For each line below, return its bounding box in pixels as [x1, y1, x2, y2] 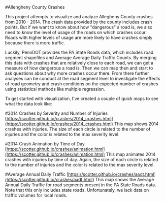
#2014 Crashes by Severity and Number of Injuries [5, 110, 108, 116]
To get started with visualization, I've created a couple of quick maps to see [5, 96, 159, 101]
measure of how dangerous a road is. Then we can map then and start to [5, 65, 153, 71]
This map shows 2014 [114, 121, 159, 127]
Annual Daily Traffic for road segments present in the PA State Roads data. [5, 182, 157, 188]
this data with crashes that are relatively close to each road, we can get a [5, 60, 154, 66]
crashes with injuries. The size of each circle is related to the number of [5, 126, 151, 132]
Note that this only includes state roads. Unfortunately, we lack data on [5, 187, 149, 193]
